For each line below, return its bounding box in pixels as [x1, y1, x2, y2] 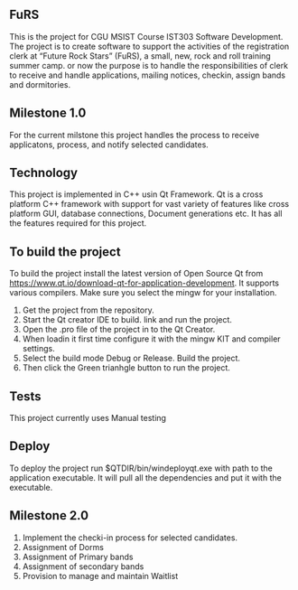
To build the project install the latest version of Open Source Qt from [9, 268, 264, 279]
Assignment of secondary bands [22, 560, 144, 572]
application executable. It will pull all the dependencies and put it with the [9, 472, 282, 482]
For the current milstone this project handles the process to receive [9, 129, 260, 140]
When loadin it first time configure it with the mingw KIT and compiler [22, 333, 282, 344]
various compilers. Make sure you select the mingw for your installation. [9, 287, 277, 298]
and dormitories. [9, 79, 70, 89]
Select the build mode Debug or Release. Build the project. [22, 352, 241, 364]
